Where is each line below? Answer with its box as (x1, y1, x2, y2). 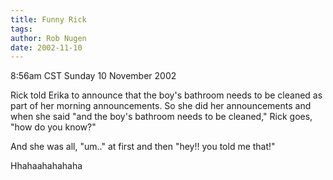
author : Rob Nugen (10, 33, 87, 43)
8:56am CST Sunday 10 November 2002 (10, 70, 177, 82)
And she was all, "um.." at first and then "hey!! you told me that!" (10, 141, 276, 153)
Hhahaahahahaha (10, 160, 83, 172)
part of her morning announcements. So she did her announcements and (10, 100, 312, 112)
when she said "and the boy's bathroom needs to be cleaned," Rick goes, (10, 111, 313, 123)
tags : (10, 24, 33, 34)
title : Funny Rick (10, 14, 87, 25)
